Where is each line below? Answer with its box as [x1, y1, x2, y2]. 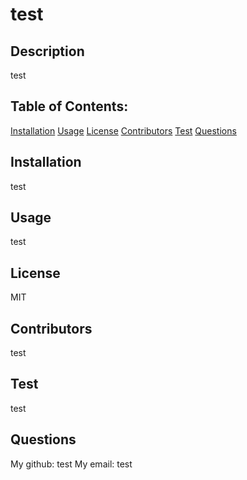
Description [10, 43, 85, 60]
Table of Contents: [10, 98, 129, 115]
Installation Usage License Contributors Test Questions [10, 124, 237, 137]
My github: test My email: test [10, 458, 133, 470]
